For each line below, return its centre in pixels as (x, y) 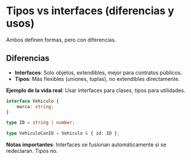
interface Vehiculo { (33, 101)
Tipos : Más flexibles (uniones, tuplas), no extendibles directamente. (97, 79)
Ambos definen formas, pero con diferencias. (61, 40)
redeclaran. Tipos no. (32, 151)
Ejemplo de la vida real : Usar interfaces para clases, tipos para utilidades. (96, 90)
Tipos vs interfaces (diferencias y (90, 11)
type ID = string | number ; (41, 123)
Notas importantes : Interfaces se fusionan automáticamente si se (86, 145)
